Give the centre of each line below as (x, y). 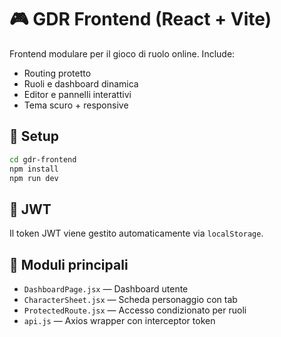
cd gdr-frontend (43, 159)
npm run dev (34, 178)
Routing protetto (57, 73)
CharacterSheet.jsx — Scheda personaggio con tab (130, 299)
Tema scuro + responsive (76, 105)
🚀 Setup (34, 136)
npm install (34, 169)
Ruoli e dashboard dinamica (81, 83)
